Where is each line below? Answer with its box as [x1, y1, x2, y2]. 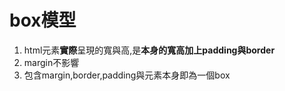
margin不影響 [23, 56, 80, 68]
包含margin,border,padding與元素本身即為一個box [23, 69, 231, 81]
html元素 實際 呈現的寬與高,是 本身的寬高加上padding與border [23, 44, 276, 56]
